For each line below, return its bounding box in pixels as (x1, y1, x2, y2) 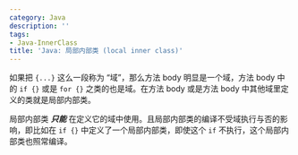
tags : (9, 30, 30, 39)
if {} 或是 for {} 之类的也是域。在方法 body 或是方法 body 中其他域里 (19, 83, 282, 94)
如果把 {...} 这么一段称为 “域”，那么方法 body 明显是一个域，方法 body (9, 73, 276, 83)
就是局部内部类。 (32, 95, 96, 106)
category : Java (9, 13, 66, 22)
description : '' (9, 22, 70, 30)
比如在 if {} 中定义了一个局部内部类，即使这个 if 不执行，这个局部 (32, 125, 282, 135)
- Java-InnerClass (9, 38, 78, 47)
